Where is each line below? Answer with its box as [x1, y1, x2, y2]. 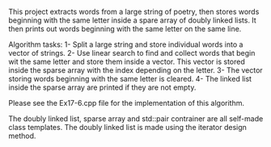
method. [8, 131, 36, 141]
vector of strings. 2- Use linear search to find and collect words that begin [8, 48, 256, 57]
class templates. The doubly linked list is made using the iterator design [8, 123, 247, 132]
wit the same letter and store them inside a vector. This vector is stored [8, 57, 245, 66]
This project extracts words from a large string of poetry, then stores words [8, 7, 260, 16]
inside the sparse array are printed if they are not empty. [8, 82, 197, 92]
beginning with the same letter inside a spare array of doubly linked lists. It [8, 15, 256, 25]
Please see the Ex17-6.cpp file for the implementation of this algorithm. [8, 99, 245, 107]
